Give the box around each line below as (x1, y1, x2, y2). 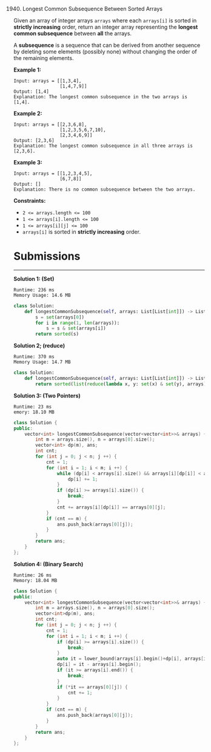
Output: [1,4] (13, 89, 50, 95)
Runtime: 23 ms (13, 404, 52, 410)
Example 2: (13, 110, 42, 117)
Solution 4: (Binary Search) (13, 560, 84, 567)
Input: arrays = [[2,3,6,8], (13, 121, 87, 127)
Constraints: (13, 197, 46, 204)
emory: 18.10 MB (13, 409, 55, 415)
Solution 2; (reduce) (13, 342, 65, 350)
